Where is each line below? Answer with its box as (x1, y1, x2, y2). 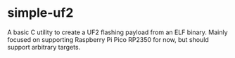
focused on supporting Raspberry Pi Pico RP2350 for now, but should (7, 35, 209, 43)
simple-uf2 (7, 5, 74, 21)
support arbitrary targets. (7, 43, 81, 51)
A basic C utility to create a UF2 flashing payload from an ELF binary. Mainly (7, 28, 228, 36)
